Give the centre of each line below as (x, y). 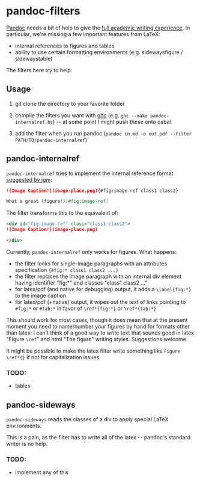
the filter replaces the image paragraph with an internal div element (98, 276)
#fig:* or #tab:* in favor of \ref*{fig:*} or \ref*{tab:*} (86, 308)
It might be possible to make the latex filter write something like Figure (93, 351)
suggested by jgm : (29, 179)
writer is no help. (27, 444)
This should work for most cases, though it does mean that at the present (97, 320)
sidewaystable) (34, 58)
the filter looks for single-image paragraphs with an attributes (91, 264)
